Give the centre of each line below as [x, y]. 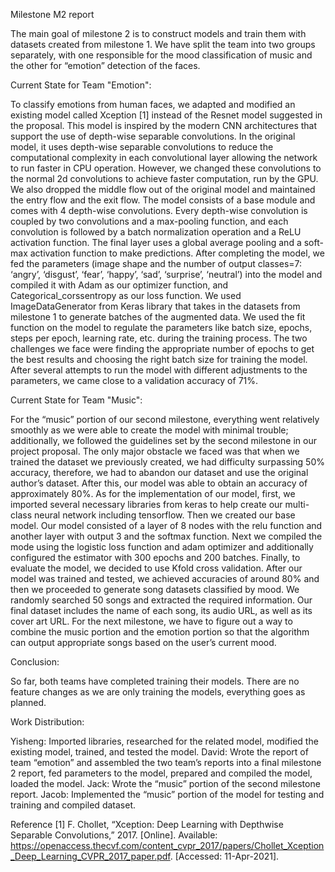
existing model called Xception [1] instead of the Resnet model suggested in [166, 115]
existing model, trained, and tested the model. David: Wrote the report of [159, 752]
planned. [28, 702]
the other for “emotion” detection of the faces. [105, 65]
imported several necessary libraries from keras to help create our [146, 504]
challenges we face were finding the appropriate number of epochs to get [162, 348]
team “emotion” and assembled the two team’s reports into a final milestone [166, 762]
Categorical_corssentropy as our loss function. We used [126, 295]
